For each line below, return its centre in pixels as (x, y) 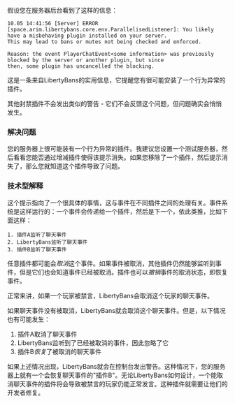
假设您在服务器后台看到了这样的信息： (62, 10)
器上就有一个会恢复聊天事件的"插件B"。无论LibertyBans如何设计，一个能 (112, 375)
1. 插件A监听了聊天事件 (37, 235)
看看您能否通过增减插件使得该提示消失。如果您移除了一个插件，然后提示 (117, 157)
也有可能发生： (29, 319)
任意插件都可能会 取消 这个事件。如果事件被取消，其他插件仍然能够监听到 (111, 263)
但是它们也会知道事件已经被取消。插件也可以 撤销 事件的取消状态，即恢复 (123, 272)
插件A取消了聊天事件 (47, 334)
